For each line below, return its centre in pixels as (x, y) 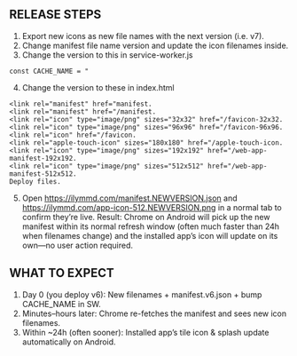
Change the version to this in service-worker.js (107, 55)
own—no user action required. (77, 245)
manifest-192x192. (43, 158)
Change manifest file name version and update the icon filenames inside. (155, 45)
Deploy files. (35, 181)
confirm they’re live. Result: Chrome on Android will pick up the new (146, 217)
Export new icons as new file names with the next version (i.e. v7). (143, 36)
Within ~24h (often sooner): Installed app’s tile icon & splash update (145, 332)
